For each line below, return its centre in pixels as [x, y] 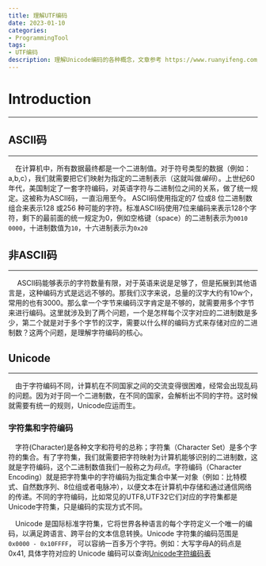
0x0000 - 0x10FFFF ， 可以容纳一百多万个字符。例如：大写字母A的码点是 [125, 543]
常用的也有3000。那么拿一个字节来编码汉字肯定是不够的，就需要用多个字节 [131, 303]
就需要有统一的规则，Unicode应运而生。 [74, 406]
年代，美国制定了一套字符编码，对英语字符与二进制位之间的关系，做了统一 [129, 188]
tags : [17, 45]
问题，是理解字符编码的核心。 [98, 333]
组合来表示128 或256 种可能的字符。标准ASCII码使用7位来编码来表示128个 [129, 208]
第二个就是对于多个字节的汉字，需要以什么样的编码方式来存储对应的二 [136, 323]
